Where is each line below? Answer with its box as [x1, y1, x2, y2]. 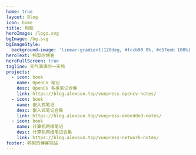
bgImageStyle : [6, 42, 41, 48]
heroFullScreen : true [6, 58, 59, 64]
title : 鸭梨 [6, 25, 34, 31]
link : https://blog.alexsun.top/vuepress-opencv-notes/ [16, 91, 157, 97]
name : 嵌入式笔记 [16, 101, 55, 108]
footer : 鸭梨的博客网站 [6, 140, 58, 146]
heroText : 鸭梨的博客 [6, 52, 55, 58]
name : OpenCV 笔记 [16, 80, 60, 86]
